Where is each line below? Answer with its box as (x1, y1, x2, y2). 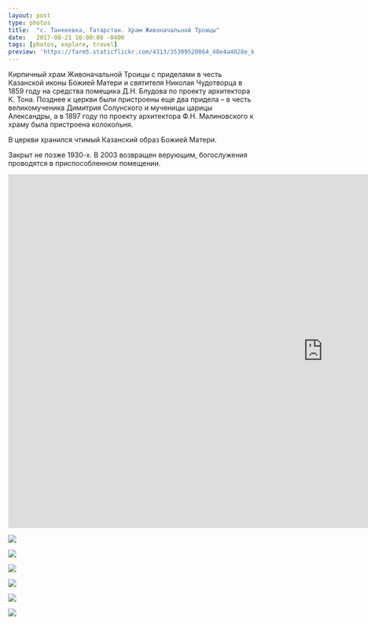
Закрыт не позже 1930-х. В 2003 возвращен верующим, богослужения (8, 150, 248, 160)
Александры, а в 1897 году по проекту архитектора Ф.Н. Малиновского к (8, 112, 254, 120)
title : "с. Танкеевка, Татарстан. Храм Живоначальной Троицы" (8, 26, 220, 34)
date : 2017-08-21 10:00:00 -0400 (8, 33, 125, 42)
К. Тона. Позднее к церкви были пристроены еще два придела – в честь (8, 95, 252, 104)
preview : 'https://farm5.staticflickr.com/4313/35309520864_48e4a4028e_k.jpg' (8, 48, 273, 56)
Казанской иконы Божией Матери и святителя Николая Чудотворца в (8, 78, 243, 87)
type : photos (8, 19, 51, 27)
